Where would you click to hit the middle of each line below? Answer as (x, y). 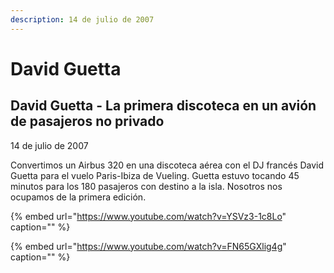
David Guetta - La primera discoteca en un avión (163, 106)
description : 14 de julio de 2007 (82, 19)
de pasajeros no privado (87, 121)
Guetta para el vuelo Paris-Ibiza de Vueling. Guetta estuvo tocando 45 (155, 175)
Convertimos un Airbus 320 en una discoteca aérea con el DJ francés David (167, 165)
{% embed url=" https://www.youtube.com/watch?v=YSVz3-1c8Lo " (148, 216)
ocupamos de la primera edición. (78, 197)
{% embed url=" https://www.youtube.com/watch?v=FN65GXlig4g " (148, 246)
